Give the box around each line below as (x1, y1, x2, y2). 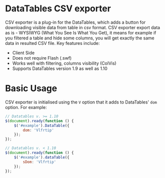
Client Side (12, 50, 35, 56)
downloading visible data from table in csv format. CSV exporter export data (5, 24, 161, 30)
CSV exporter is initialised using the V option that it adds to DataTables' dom (5, 99, 157, 105)
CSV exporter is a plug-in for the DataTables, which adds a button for (5, 19, 146, 25)
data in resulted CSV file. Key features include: (5, 40, 100, 46)
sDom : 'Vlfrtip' (23, 159, 56, 164)
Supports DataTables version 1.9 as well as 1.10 (12, 65, 108, 71)
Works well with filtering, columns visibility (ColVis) (12, 60, 117, 66)
